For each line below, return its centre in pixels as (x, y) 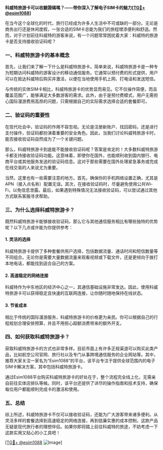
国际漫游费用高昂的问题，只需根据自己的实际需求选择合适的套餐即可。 (79, 101)
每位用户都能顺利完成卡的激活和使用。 (43, 389)
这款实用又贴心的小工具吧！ (33, 433)
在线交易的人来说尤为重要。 (33, 167)
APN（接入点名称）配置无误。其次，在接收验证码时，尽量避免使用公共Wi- (79, 184)
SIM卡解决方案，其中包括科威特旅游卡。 (45, 366)
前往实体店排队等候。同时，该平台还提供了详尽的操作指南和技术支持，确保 (83, 383)
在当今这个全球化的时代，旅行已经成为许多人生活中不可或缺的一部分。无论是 (81, 23)
